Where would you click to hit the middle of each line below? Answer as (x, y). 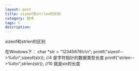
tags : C (13, 23)
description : (18, 27)
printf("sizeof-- (108, 52)
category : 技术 (20, 18)
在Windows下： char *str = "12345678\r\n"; (49, 52)
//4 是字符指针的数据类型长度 (75, 58)
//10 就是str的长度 (63, 64)
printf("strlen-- (120, 58)
